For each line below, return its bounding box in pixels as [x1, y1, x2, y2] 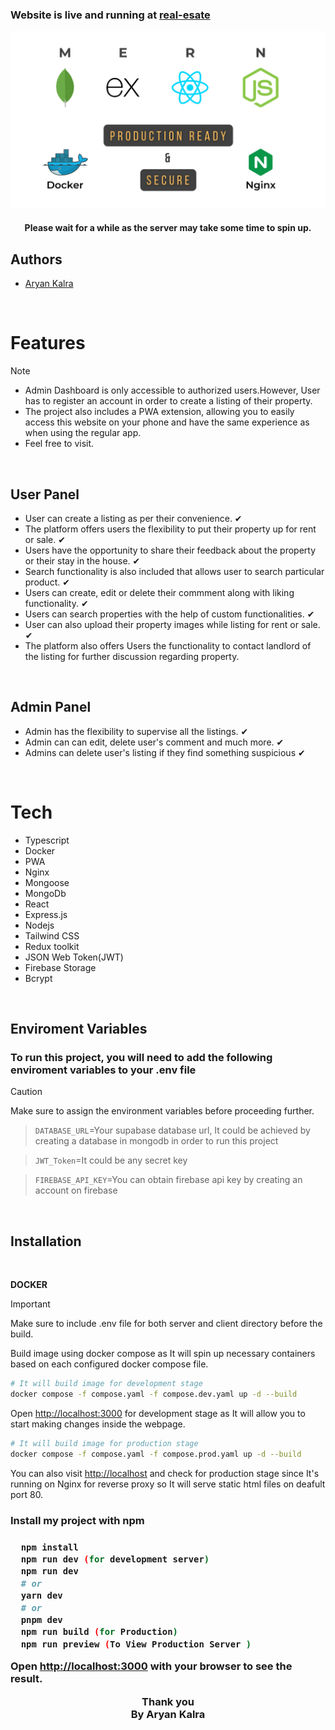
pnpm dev [20, 1614, 63, 1625]
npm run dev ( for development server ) [20, 1553, 210, 1565]
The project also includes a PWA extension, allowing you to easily [24, 406, 295, 418]
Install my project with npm [10, 1513, 145, 1527]
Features [10, 332, 86, 355]
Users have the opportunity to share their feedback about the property [24, 544, 317, 556]
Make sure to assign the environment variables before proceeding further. [10, 1105, 315, 1117]
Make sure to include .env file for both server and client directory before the [10, 1318, 323, 1330]
